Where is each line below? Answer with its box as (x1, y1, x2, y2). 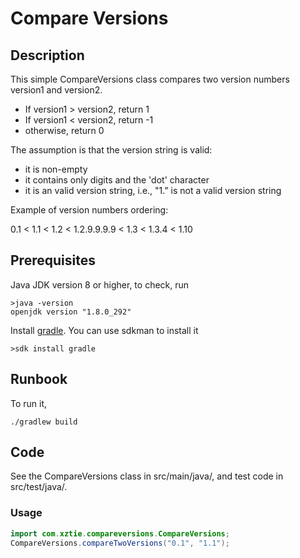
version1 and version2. (10, 84, 103, 96)
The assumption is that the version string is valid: (10, 144, 213, 156)
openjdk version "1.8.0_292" (10, 307, 132, 317)
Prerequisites (10, 252, 96, 269)
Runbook (10, 371, 68, 388)
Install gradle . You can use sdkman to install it (10, 324, 199, 336)
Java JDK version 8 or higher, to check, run (10, 278, 190, 291)
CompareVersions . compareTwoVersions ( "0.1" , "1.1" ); (10, 538, 230, 548)
